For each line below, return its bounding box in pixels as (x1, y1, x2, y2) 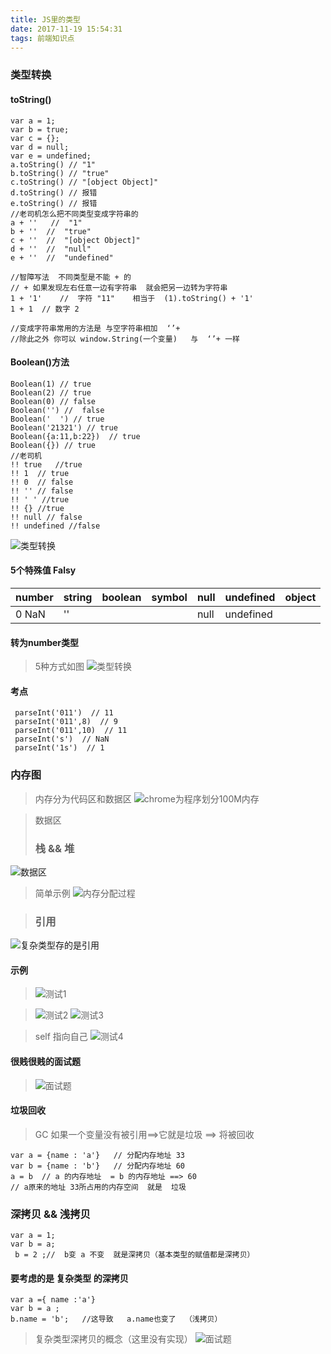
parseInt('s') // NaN (14, 734, 110, 745)
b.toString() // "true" (10, 168, 110, 178)
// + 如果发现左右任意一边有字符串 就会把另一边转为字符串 (10, 282, 228, 293)
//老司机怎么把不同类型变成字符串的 (10, 209, 139, 219)
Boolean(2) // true (10, 387, 92, 398)
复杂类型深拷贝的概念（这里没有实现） (34, 1333, 193, 1345)
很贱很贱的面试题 (10, 1056, 81, 1067)
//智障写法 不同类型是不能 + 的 (10, 272, 132, 282)
